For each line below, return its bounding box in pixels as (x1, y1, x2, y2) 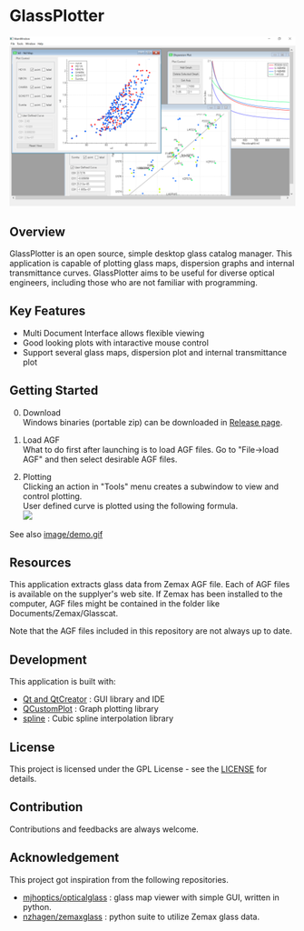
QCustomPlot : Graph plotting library (22, 704, 159, 715)
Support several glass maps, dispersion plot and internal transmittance (22, 346, 288, 357)
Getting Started (9, 383, 99, 398)
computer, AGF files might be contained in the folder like (9, 598, 221, 609)
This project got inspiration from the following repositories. (9, 874, 229, 885)
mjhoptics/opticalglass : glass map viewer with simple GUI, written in (22, 892, 279, 903)
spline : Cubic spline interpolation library (22, 713, 174, 724)
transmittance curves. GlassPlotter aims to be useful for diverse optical (9, 267, 275, 278)
